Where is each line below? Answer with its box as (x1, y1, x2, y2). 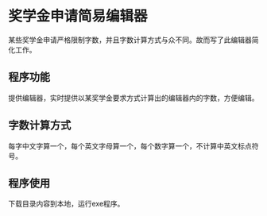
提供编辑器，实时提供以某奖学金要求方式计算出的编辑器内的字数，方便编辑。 (8, 93, 259, 102)
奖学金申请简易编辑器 (8, 7, 149, 25)
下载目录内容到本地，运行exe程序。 (8, 199, 125, 209)
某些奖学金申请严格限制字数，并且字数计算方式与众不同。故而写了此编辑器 (8, 35, 252, 44)
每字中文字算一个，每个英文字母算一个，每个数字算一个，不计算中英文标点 (8, 141, 252, 151)
